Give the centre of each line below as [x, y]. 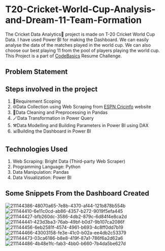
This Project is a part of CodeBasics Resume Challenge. [63, 56]
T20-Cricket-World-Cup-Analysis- [80, 9]
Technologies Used [36, 149]
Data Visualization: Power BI [42, 177]
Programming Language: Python [46, 167]
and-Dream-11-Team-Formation [74, 20]
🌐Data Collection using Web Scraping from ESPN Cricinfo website [82, 107]
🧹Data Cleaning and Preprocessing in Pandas [60, 112]
